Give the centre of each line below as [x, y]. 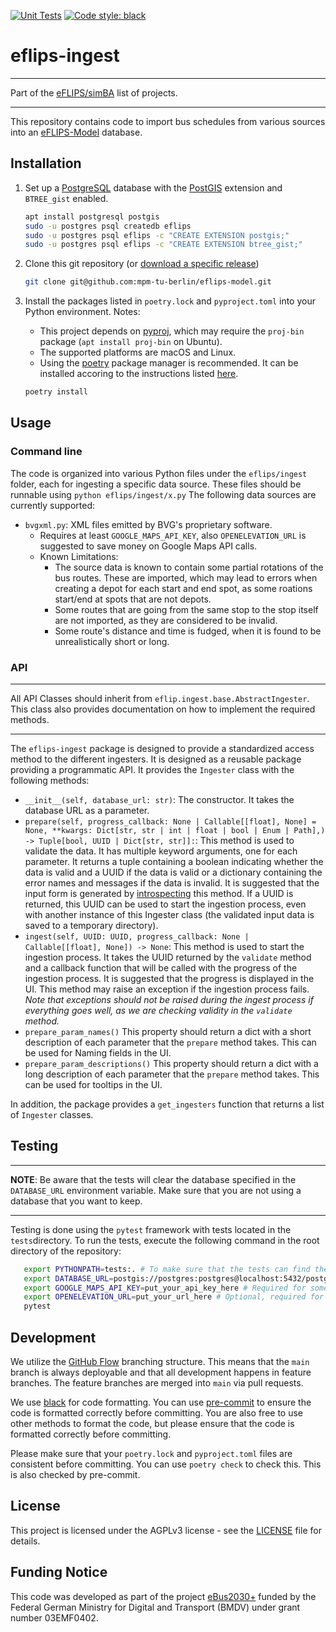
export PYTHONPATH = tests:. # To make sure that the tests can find [167, 1269]
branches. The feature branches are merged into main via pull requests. [157, 1382]
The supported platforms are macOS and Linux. [138, 352]
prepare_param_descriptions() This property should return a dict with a [171, 1063]
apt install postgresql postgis [92, 216]
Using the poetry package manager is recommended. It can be [169, 363]
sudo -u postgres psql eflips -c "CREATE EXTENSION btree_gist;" [163, 245]
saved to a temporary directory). [91, 925]
